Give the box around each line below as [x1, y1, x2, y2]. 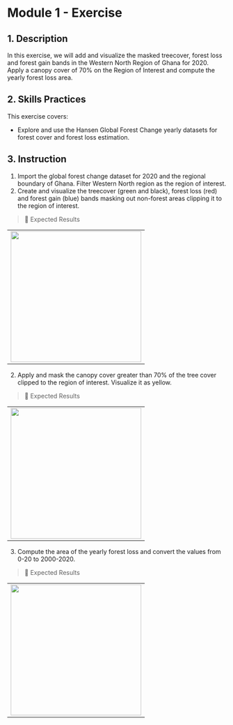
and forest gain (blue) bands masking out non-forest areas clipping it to [17, 194, 223, 202]
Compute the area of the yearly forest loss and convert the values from [17, 547, 221, 555]
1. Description [7, 33, 68, 45]
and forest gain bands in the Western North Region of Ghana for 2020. [7, 59, 209, 67]
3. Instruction [7, 154, 67, 165]
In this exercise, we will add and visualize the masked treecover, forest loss [7, 51, 223, 59]
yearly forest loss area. [7, 73, 73, 82]
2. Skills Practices [7, 94, 86, 105]
